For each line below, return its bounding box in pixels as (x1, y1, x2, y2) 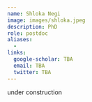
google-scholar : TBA (13, 56, 73, 63)
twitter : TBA (13, 68, 52, 75)
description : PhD (7, 23, 58, 30)
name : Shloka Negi (7, 10, 61, 17)
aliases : (7, 36, 33, 43)
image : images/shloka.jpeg (7, 17, 86, 24)
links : (7, 50, 26, 57)
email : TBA (13, 62, 45, 69)
